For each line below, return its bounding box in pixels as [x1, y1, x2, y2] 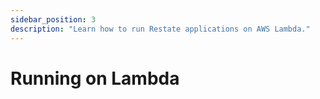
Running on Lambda [10, 67, 180, 90]
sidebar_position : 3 [10, 14, 97, 25]
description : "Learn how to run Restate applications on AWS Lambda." [10, 24, 311, 34]
